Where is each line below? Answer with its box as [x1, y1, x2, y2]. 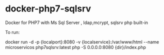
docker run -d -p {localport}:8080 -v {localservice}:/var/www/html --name [5, 38, 159, 45]
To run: [5, 29, 20, 35]
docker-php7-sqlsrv [5, 3, 91, 14]
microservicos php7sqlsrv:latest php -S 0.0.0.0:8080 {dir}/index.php [5, 44, 146, 50]
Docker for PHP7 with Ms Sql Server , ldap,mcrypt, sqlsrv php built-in [5, 19, 148, 25]
